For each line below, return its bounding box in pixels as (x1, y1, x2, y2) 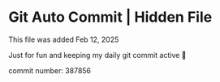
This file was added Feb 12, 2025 (8, 35, 119, 44)
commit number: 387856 (8, 65, 92, 76)
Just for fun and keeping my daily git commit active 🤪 (8, 50, 187, 59)
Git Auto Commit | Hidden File (8, 8, 213, 27)
